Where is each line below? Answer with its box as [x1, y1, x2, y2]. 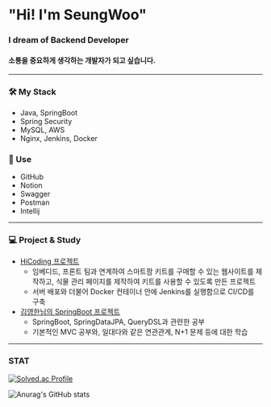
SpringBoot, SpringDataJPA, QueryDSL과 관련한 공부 [31, 317, 206, 327]
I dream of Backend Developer [8, 35, 129, 46]
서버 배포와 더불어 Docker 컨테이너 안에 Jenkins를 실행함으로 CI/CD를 [31, 287, 255, 297]
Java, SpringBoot [19, 107, 78, 118]
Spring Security [19, 116, 73, 126]
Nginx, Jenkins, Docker [19, 133, 98, 143]
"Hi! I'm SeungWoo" [8, 6, 148, 24]
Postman [19, 197, 50, 207]
